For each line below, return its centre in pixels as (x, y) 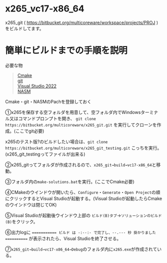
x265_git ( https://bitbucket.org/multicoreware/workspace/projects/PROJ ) (82, 22)
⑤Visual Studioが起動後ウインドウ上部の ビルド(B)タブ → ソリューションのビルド (83, 215)
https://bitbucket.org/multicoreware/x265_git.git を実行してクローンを (81, 124)
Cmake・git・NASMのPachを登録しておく (48, 101)
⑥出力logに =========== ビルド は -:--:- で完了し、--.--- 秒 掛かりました (81, 232)
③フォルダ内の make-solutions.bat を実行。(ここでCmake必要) (70, 181)
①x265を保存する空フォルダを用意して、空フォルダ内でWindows (73, 112)
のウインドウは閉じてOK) (31, 204)
